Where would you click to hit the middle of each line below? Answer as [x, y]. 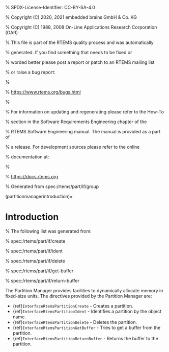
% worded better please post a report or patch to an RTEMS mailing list [80, 62]
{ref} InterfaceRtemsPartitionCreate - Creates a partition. [73, 306]
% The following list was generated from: [48, 231]
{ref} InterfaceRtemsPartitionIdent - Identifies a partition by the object [87, 311]
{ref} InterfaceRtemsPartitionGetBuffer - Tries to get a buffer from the [87, 327]
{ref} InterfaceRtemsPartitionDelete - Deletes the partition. [75, 322]
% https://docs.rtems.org [32, 177]
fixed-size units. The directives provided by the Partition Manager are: [79, 296]
